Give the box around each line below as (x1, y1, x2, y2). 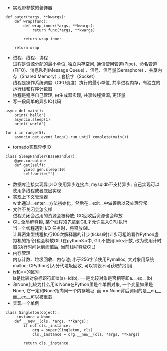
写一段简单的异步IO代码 (12, 98, 62, 104)
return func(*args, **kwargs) (32, 28, 95, 33)
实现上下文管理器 (12, 194, 48, 200)
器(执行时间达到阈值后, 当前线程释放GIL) (12, 244, 96, 250)
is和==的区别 (12, 269, 40, 275)
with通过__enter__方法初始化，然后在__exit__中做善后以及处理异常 (12, 200, 148, 206)
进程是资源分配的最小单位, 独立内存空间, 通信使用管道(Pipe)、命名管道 (12, 61, 158, 67)
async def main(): (5, 108, 44, 113)
